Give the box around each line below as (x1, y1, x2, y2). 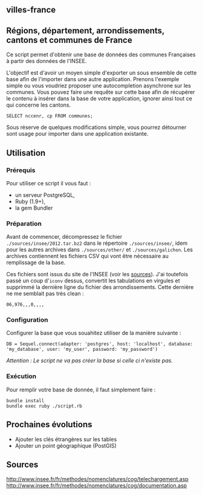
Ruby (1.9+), (14, 198, 46, 205)
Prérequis (6, 166, 36, 174)
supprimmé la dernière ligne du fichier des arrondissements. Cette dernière (6, 284, 195, 291)
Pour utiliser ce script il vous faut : (6, 179, 91, 187)
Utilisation (6, 148, 46, 158)
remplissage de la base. (6, 259, 66, 266)
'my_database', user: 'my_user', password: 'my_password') (6, 347, 158, 353)
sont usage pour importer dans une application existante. (6, 130, 149, 138)
